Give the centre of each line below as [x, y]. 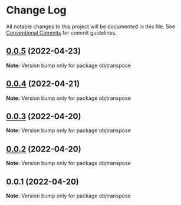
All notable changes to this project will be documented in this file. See [91, 26]
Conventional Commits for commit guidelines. [61, 32]
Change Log [36, 10]
